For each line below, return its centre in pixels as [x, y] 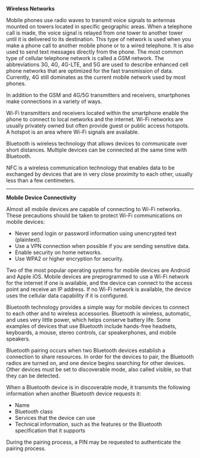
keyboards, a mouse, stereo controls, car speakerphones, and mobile [91, 332]
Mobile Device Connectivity [41, 197]
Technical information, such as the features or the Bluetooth [88, 424]
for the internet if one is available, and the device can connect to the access [99, 283]
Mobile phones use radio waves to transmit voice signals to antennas [91, 20]
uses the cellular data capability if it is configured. [67, 295]
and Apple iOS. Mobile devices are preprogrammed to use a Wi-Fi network [98, 276]
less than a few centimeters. [41, 180]
